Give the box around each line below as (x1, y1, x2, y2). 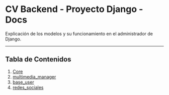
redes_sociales (12, 84, 44, 90)
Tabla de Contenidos (5, 55, 71, 63)
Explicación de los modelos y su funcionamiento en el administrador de (5, 30, 153, 36)
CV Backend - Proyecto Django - (5, 3, 143, 15)
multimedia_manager (12, 73, 56, 79)
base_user (12, 79, 34, 85)
